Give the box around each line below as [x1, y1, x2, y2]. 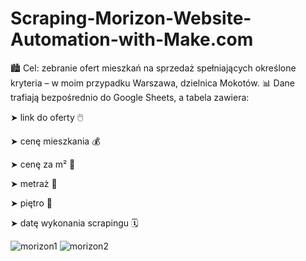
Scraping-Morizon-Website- [10, 7, 252, 30]
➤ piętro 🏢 [10, 197, 53, 209]
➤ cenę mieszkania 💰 [10, 135, 101, 147]
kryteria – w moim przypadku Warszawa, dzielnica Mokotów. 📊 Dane [10, 77, 296, 89]
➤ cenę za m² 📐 [10, 158, 76, 170]
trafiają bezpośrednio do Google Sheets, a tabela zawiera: [10, 91, 250, 103]
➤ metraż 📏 [10, 177, 58, 189]
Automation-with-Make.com [10, 28, 254, 51]
